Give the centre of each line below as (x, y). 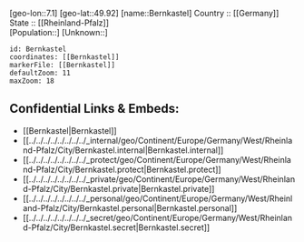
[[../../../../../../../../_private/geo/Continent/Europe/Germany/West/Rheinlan (159, 179)
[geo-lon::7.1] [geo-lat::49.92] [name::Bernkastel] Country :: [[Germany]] (144, 13)
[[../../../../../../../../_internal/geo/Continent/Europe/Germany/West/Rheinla (157, 140)
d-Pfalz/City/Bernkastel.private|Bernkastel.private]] (118, 188)
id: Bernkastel (38, 49)
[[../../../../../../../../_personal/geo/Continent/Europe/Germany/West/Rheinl (157, 198)
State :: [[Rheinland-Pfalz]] (59, 23)
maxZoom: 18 (32, 81)
